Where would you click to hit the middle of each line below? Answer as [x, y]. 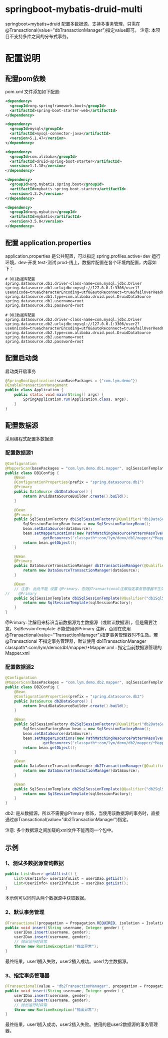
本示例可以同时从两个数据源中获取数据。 [47, 898]
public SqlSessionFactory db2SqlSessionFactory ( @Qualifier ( [78, 724]
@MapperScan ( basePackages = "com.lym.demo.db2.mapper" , [64, 682]
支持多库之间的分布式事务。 [42, 36]
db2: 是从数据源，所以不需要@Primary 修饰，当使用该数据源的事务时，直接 [82, 813]
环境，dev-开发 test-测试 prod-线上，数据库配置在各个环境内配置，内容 [79, 262]
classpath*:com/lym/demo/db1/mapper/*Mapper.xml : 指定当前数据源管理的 [83, 648]
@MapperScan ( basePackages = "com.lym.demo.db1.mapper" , [64, 468]
